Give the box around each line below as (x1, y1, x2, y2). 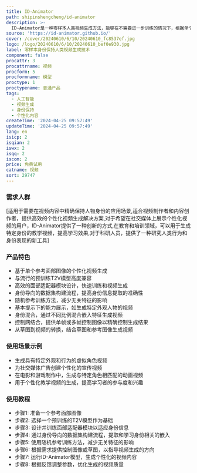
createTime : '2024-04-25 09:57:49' (6, 118, 93, 124)
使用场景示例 (6, 342, 43, 350)
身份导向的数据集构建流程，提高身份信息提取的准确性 (14, 289, 144, 297)
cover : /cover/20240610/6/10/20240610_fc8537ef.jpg (6, 36, 135, 42)
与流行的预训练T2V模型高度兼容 (14, 274, 92, 282)
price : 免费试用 (6, 162, 42, 167)
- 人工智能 (11, 96, 35, 102)
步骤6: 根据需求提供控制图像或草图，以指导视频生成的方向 (14, 446, 155, 453)
